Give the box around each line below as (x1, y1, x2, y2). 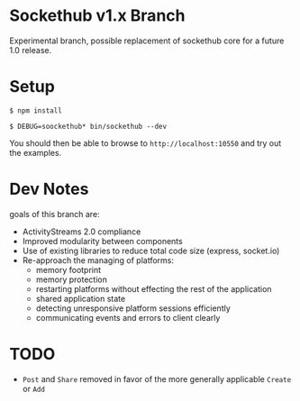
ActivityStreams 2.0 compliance (22, 226, 141, 237)
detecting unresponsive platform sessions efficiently (35, 303, 232, 314)
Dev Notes (9, 179, 89, 199)
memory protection (35, 274, 108, 285)
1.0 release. (9, 44, 52, 55)
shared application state (35, 293, 126, 304)
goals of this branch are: (9, 208, 101, 219)
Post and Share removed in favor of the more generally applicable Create (22, 373, 292, 384)
